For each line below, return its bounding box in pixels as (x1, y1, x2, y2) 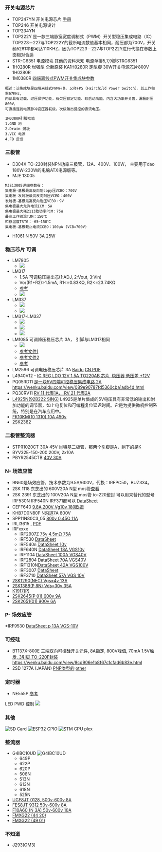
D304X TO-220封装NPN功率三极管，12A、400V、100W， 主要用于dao (12, 161, 155, 167)
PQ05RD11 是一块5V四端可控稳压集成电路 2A (12, 379, 102, 384)
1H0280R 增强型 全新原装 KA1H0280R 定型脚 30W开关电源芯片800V (12, 64, 149, 70)
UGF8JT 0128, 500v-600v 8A (12, 796, 72, 802)
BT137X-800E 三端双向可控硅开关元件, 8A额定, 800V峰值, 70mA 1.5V (12, 648, 150, 654)
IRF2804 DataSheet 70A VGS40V (19, 557, 87, 563)
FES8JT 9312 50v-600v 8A (12, 802, 67, 808)
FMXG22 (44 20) (12, 812, 46, 818)
